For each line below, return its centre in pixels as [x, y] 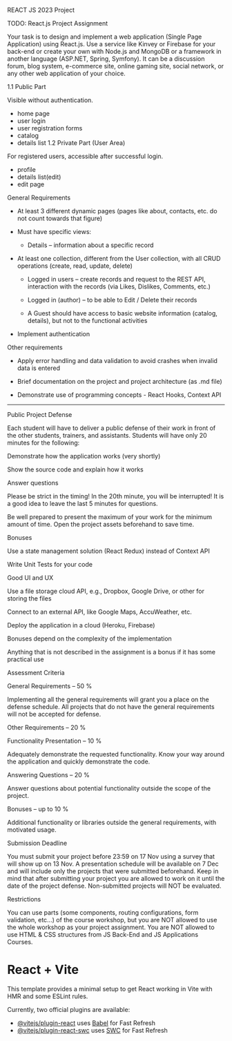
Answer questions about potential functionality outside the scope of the [109, 788]
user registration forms [50, 128]
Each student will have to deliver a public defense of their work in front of [112, 428]
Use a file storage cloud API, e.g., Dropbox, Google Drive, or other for [106, 591]
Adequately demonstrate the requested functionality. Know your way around [116, 754]
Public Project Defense [40, 415]
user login [31, 121]
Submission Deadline [37, 843]
